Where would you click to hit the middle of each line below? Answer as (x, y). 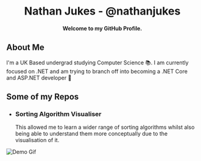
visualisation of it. (37, 140)
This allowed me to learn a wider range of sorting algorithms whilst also (105, 127)
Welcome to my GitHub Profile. (102, 28)
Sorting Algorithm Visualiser (58, 114)
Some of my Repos (43, 96)
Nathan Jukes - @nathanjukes (102, 11)
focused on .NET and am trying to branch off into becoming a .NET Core (97, 71)
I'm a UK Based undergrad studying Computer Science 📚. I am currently (97, 63)
